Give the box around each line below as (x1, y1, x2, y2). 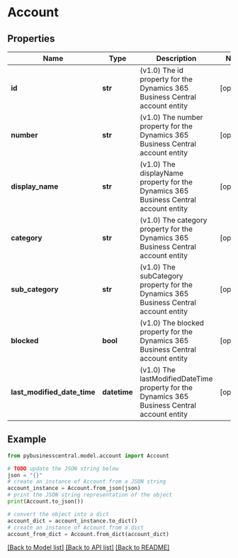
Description (156, 54, 197, 63)
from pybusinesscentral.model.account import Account (7, 452, 170, 459)
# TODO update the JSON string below (7, 465, 119, 472)
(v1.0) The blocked (140, 318, 204, 328)
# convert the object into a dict (7, 510, 110, 518)
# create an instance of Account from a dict (7, 524, 144, 531)
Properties (7, 33, 55, 45)
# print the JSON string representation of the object (7, 491, 173, 498)
